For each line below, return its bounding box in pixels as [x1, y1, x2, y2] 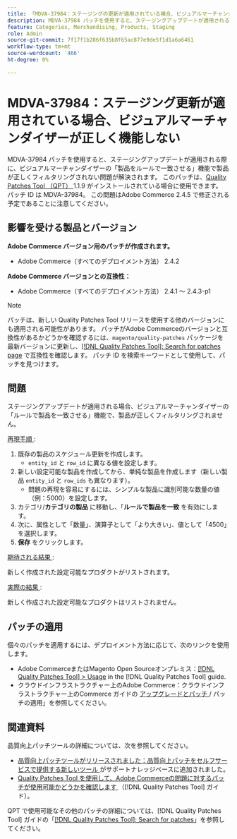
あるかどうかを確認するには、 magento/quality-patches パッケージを [25, 333, 224, 342]
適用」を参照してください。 [30, 699, 111, 707]
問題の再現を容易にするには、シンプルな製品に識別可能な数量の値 [28, 485, 220, 494]
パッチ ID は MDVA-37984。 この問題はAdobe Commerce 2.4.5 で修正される [7, 190, 230, 198]
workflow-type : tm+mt [7, 43, 71, 50]
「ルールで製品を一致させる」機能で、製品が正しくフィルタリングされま [7, 411, 217, 420]
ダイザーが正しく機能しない [20, 130, 181, 146]
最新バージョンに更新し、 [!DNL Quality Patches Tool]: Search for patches [7, 342, 221, 350]
